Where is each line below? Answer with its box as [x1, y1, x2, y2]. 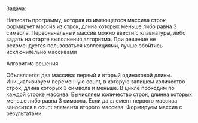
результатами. [6, 110, 44, 117]
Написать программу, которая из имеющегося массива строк [6, 17, 166, 24]
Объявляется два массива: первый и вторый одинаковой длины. [6, 71, 172, 79]
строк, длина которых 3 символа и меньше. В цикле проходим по [6, 85, 175, 92]
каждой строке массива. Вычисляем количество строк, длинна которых [6, 91, 193, 98]
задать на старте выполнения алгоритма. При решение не [6, 35, 156, 43]
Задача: [6, 5, 26, 12]
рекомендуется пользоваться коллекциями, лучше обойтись [6, 42, 163, 49]
